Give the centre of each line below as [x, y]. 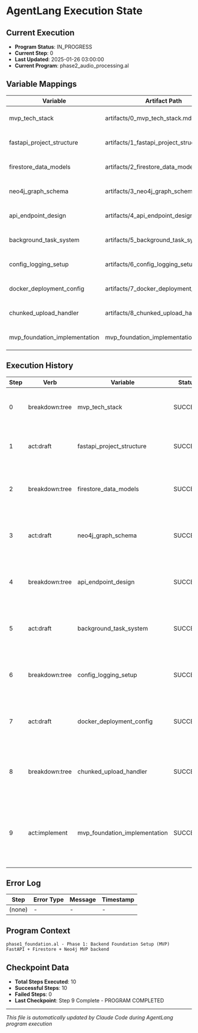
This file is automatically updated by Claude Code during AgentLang [90, 1018]
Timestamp [118, 900]
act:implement [48, 832]
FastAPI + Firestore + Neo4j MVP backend [58, 949]
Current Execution [40, 33]
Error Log [24, 883]
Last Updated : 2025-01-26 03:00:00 [59, 59]
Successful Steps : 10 [41, 988]
